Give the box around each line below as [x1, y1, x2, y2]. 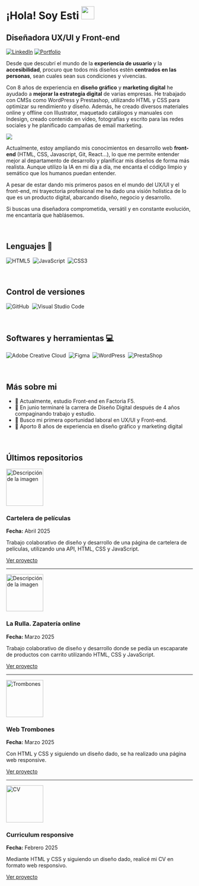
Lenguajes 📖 [6, 241, 53, 252]
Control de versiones [6, 287, 85, 297]
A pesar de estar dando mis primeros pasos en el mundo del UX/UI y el [6, 181, 179, 188]
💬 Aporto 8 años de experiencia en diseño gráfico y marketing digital [14, 423, 183, 430]
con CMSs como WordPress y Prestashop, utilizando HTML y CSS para [6, 97, 180, 103]
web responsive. [6, 756, 47, 763]
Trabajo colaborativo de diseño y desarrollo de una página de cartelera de [6, 539, 187, 546]
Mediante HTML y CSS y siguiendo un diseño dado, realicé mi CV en [6, 856, 174, 863]
